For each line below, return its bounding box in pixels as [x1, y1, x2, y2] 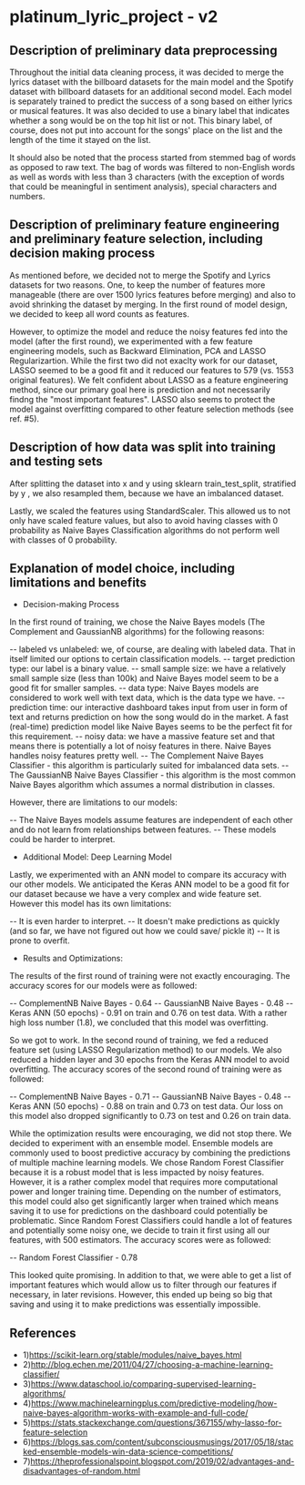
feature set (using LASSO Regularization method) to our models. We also [9, 1044, 282, 1055]
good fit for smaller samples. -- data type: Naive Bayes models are [9, 683, 259, 694]
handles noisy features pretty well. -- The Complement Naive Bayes [9, 750, 264, 761]
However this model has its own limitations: [9, 899, 172, 910]
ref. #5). [9, 412, 39, 424]
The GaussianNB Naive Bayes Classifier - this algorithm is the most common [9, 769, 296, 780]
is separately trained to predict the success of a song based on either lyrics [9, 96, 293, 107]
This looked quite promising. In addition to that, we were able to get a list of [9, 1270, 292, 1281]
